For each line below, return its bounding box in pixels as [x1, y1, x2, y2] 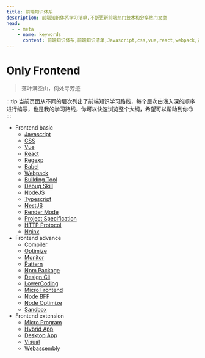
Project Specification [24, 214, 77, 222]
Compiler [24, 241, 48, 248]
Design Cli [24, 273, 51, 280]
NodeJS [24, 189, 45, 196]
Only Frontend [6, 64, 81, 78]
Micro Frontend [24, 286, 63, 293]
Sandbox [24, 305, 47, 313]
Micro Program [24, 318, 62, 326]
